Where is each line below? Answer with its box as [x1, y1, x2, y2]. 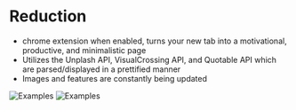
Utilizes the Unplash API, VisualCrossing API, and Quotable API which [21, 54, 277, 65]
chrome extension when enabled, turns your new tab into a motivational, [21, 35, 287, 46]
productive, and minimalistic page [21, 44, 147, 55]
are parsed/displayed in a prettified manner [21, 64, 181, 75]
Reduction [9, 6, 87, 27]
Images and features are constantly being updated [21, 73, 207, 83]
